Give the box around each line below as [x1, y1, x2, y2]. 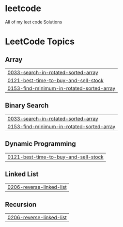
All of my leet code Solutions [5, 19, 62, 25]
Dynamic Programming [5, 140, 76, 148]
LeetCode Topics [5, 36, 75, 47]
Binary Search [5, 102, 49, 110]
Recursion [5, 200, 37, 209]
